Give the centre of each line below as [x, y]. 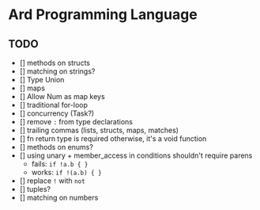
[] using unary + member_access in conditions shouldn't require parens [136, 155]
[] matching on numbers [59, 197]
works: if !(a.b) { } [66, 172]
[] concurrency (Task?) [57, 113]
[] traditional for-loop [54, 105]
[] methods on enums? [56, 147]
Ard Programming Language [103, 15]
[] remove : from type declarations [76, 122]
